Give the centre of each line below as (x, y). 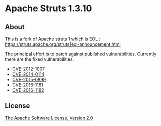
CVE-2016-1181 (28, 85)
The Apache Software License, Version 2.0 (49, 118)
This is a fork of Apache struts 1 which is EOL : (53, 39)
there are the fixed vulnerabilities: (40, 59)
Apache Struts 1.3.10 (49, 9)
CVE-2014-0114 (28, 74)
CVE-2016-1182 (28, 90)
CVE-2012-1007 (29, 69)
